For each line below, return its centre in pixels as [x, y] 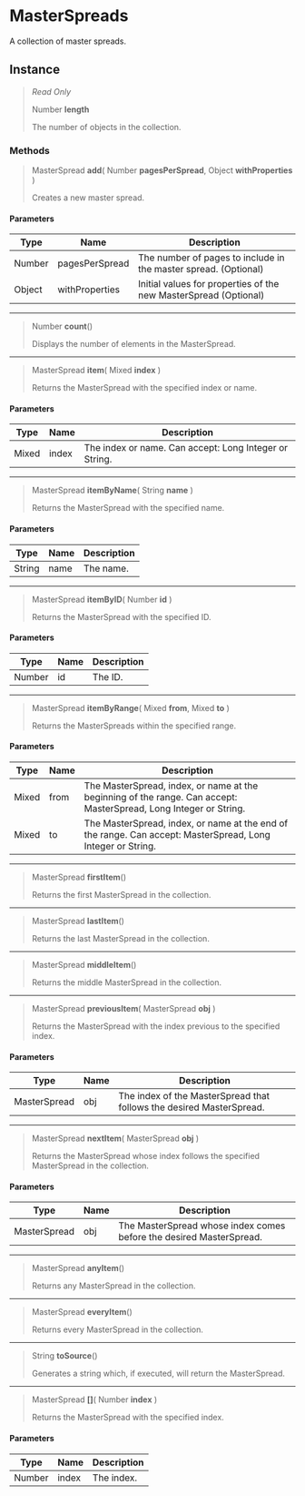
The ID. [108, 677]
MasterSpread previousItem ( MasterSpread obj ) [123, 1009]
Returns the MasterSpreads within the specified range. [134, 726]
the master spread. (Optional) [201, 270]
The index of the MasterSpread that [194, 1096]
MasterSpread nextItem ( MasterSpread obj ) [115, 1138]
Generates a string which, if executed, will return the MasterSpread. [158, 1374]
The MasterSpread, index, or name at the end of [186, 823]
